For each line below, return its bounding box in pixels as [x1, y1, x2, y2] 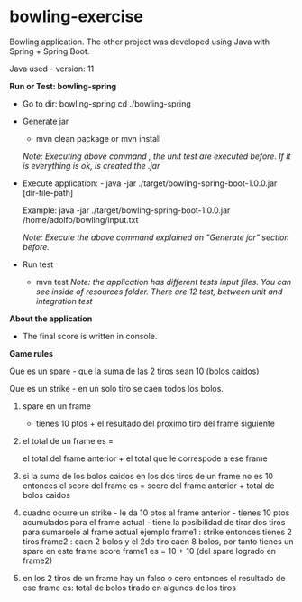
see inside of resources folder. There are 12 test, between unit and [35, 286, 283, 297]
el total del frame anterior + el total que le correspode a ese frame [22, 453, 268, 464]
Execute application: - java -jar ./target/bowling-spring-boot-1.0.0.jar [22, 178, 278, 189]
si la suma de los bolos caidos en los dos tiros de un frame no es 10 [22, 470, 273, 481]
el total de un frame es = [22, 435, 114, 446]
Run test [22, 259, 54, 270]
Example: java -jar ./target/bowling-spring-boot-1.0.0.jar [22, 205, 231, 216]
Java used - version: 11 [9, 63, 95, 74]
